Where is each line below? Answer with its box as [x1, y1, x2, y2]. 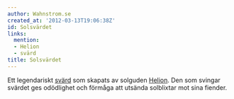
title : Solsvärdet [7, 57, 62, 64]
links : [7, 30, 27, 37]
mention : [13, 37, 40, 44]
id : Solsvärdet [7, 23, 52, 30]
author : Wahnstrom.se [7, 10, 72, 18]
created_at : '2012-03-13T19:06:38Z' [7, 17, 116, 24]
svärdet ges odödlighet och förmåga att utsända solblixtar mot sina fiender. [7, 83, 228, 92]
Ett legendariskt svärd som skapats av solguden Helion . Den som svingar [7, 76, 221, 84]
